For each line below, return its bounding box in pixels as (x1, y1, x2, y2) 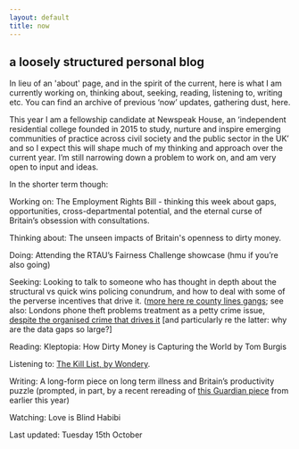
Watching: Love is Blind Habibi (9, 412, 121, 423)
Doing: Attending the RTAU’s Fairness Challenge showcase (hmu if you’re (9, 250, 278, 261)
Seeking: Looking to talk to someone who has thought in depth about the (9, 277, 277, 287)
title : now (9, 21, 50, 30)
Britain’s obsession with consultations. (9, 215, 150, 226)
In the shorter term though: (9, 179, 109, 190)
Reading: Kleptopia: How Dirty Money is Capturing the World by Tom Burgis (9, 341, 287, 353)
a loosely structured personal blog (9, 54, 205, 70)
